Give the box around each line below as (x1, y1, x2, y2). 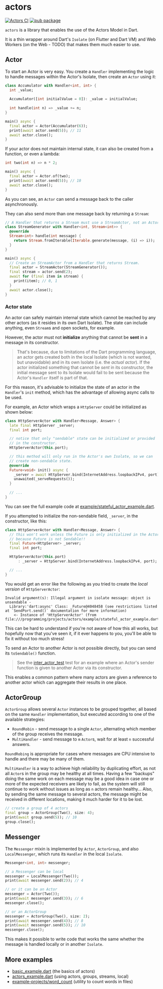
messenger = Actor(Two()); (5, 891, 60, 897)
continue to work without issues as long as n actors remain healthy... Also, (5, 786, 153, 792)
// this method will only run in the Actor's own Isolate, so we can (9, 454, 153, 459)
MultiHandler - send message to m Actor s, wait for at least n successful (12, 736, 154, 742)
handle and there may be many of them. (5, 756, 85, 762)
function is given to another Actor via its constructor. (16, 665, 122, 671)
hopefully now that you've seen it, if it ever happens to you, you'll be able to (5, 630, 157, 636)
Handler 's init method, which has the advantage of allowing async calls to (5, 389, 155, 395)
